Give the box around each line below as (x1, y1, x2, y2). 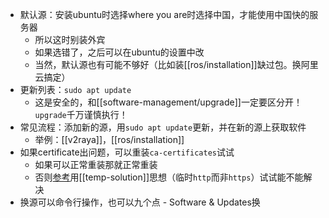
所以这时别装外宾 (34, 34, 106, 45)
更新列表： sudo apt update (19, 84, 132, 95)
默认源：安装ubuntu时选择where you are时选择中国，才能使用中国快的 (19, 9, 310, 20)
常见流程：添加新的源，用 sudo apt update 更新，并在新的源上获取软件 (19, 121, 307, 133)
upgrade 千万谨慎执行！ (34, 109, 128, 120)
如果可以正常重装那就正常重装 (34, 159, 158, 170)
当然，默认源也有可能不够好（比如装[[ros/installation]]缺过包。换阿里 (34, 59, 319, 70)
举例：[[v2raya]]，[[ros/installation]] (34, 134, 185, 145)
